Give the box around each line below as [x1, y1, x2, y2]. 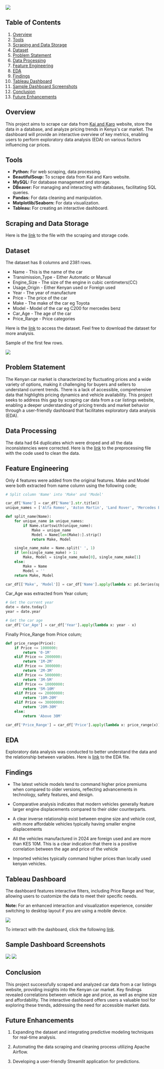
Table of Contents [5, 19, 61, 27]
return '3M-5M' [23, 677, 54, 682]
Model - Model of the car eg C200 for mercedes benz [12, 306, 121, 312]
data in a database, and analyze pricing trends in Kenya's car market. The [5, 126, 153, 132]
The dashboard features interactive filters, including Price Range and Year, [5, 888, 155, 893]
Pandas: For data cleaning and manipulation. [12, 195, 103, 200]
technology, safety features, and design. [12, 792, 94, 798]
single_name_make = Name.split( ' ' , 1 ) [14, 546, 95, 551]
